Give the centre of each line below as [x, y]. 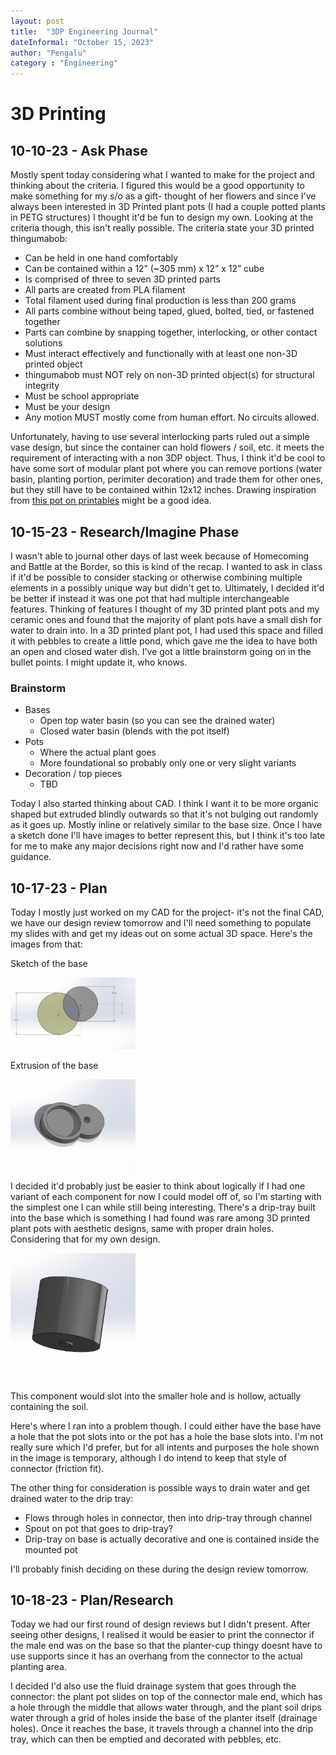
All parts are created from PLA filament [105, 290]
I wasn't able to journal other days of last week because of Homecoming [160, 556]
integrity [42, 386]
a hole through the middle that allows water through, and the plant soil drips [166, 1707]
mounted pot [51, 1549]
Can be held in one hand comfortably [101, 258]
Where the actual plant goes [98, 752]
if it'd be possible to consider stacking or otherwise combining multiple [156, 577]
